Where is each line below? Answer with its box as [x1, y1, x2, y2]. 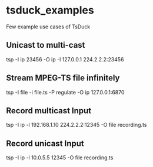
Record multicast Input [6, 106, 92, 116]
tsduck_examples [6, 4, 94, 17]
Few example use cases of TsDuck [6, 23, 91, 30]
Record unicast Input [6, 138, 84, 148]
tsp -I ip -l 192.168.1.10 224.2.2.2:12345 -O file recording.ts [6, 122, 147, 129]
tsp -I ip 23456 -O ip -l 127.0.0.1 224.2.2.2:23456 [6, 55, 124, 63]
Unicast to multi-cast [6, 40, 85, 50]
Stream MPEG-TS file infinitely [6, 73, 120, 83]
